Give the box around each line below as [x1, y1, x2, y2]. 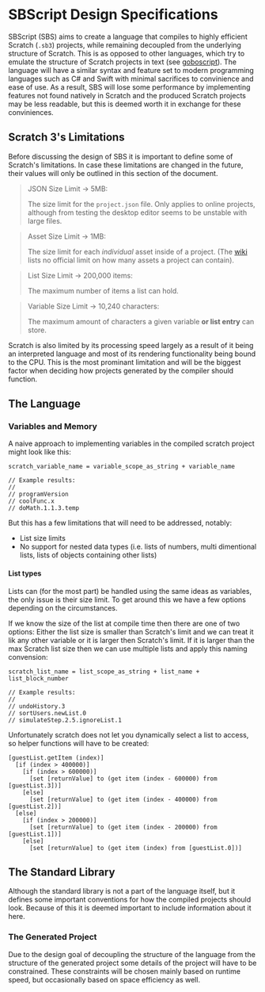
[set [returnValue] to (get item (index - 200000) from [28, 823, 218, 831]
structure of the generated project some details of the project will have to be [8, 958, 257, 967]
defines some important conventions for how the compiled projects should [8, 894, 252, 905]
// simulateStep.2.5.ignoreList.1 [8, 716, 123, 724]
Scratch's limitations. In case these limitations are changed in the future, [8, 160, 244, 170]
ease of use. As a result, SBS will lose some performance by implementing [8, 82, 251, 92]
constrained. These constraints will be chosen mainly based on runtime [8, 966, 241, 976]
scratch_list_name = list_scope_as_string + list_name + [8, 668, 200, 676]
